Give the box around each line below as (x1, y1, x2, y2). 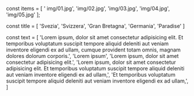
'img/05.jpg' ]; (6, 11, 41, 18)
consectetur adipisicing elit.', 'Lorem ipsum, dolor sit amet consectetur (6, 59, 176, 66)
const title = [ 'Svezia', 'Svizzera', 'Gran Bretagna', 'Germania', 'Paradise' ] (6, 23, 185, 29)
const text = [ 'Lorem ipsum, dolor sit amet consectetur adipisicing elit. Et (6, 34, 183, 40)
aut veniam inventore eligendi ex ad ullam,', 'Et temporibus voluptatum (6, 71, 176, 78)
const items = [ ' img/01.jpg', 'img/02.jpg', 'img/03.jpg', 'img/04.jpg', (6, 5, 170, 12)
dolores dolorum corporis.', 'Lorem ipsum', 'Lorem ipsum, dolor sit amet (6, 53, 179, 59)
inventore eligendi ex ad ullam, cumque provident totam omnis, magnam (6, 46, 181, 53)
